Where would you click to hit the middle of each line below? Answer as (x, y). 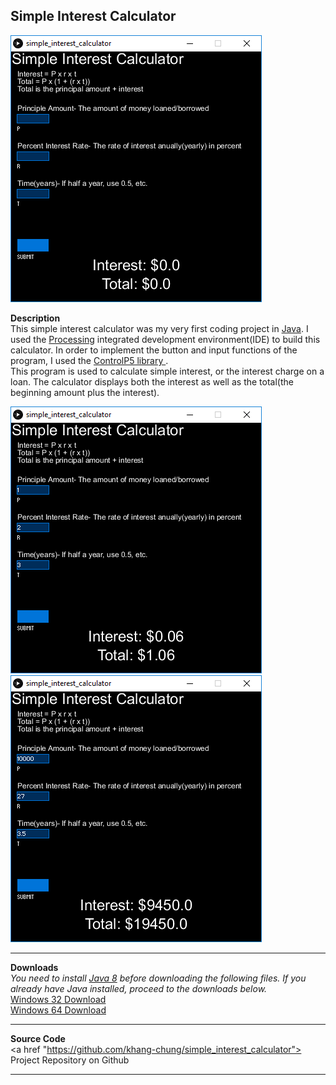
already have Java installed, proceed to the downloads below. (139, 988)
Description (35, 318)
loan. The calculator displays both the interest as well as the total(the (152, 381)
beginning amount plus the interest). (85, 392)
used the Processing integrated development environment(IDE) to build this (165, 339)
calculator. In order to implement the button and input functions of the (154, 350)
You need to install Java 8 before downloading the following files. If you (158, 978)
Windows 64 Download (58, 1010)
